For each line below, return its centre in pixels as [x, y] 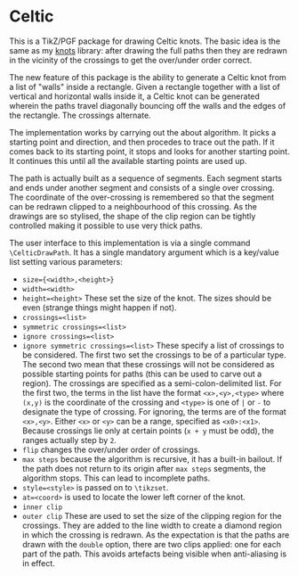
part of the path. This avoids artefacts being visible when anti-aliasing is [154, 554]
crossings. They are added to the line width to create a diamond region [152, 525]
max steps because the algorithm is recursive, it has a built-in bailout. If [152, 459]
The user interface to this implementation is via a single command [130, 243]
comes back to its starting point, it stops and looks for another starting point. [149, 151]
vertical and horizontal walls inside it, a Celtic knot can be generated [135, 96]
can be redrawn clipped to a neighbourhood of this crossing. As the [133, 206]
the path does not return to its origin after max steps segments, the [144, 468]
